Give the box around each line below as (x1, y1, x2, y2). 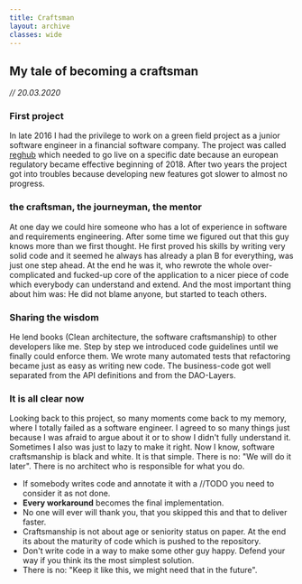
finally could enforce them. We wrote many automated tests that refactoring (9, 351, 291, 362)
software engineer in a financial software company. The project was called (9, 140, 287, 151)
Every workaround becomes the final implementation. (22, 497, 224, 508)
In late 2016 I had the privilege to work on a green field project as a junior (9, 130, 281, 141)
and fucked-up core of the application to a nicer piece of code (57, 269, 289, 280)
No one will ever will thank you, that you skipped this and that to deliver (22, 507, 288, 518)
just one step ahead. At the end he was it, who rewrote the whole (9, 259, 251, 271)
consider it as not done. (22, 488, 111, 499)
